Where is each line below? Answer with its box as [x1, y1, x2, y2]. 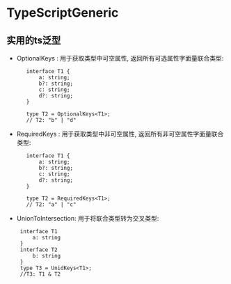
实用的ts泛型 [6, 34, 61, 46]
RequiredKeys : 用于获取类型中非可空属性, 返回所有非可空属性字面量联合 [16, 130, 224, 138]
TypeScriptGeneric [6, 5, 119, 21]
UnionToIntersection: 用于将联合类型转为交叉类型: [16, 214, 159, 222]
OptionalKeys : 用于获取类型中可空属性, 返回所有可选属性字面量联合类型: [16, 54, 224, 62]
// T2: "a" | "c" [26, 201, 77, 208]
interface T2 [19, 246, 58, 253]
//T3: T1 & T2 [19, 271, 61, 278]
